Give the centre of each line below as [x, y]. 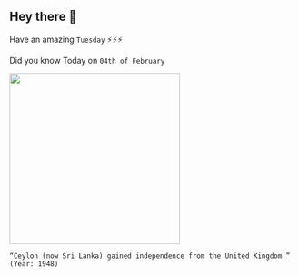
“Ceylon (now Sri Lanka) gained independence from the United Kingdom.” [150, 256]
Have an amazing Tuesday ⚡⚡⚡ [66, 39]
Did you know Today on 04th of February [87, 60]
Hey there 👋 [43, 17]
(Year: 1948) [34, 264]
